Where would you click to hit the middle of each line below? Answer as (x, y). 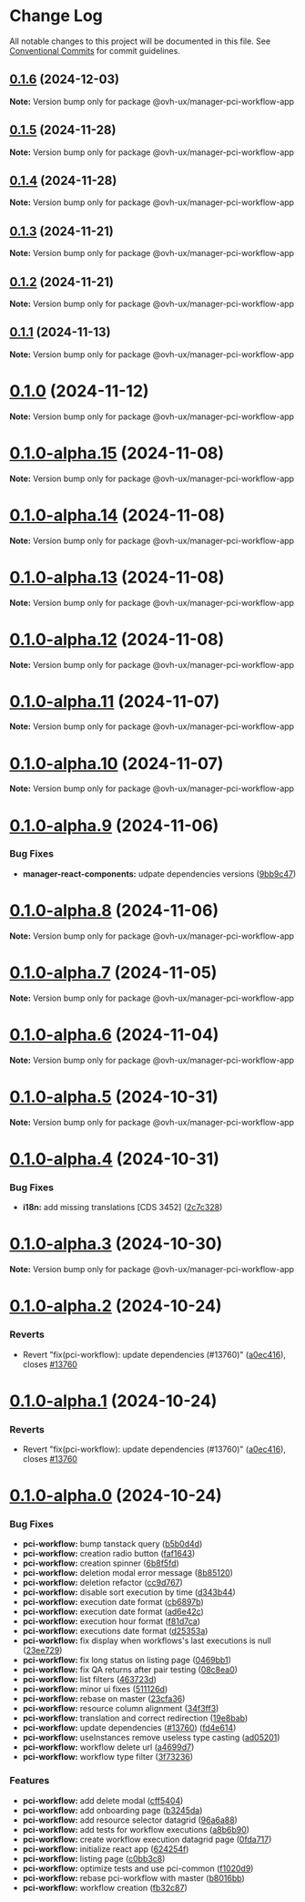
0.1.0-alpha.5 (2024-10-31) (114, 1097)
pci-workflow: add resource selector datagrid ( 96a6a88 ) (130, 1820)
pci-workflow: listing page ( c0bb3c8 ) (94, 1858)
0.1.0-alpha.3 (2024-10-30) (116, 1244)
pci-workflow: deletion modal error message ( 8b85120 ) (128, 1573)
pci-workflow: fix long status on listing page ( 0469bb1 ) (127, 1660)
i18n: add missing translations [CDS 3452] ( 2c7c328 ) (122, 1208)
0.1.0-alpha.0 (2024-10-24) (116, 1496)
